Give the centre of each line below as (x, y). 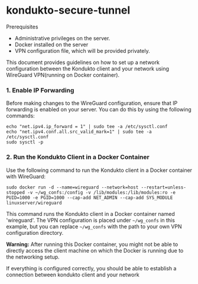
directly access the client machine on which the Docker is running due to (95, 250)
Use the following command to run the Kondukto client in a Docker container (99, 170)
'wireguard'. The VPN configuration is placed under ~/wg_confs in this (91, 220)
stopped (16, 192)
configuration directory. (35, 232)
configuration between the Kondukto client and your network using (88, 68)
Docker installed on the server (51, 44)
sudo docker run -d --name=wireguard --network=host (72, 187)
